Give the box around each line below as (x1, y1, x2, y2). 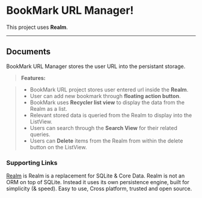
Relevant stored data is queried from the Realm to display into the (29, 111, 192, 119)
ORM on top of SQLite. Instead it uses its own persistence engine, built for (6, 179, 189, 186)
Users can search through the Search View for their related (29, 124, 177, 131)
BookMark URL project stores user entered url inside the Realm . (29, 85, 189, 93)
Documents (6, 46, 51, 57)
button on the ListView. (29, 143, 87, 150)
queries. (29, 131, 50, 138)
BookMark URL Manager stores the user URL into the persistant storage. (6, 63, 186, 70)
